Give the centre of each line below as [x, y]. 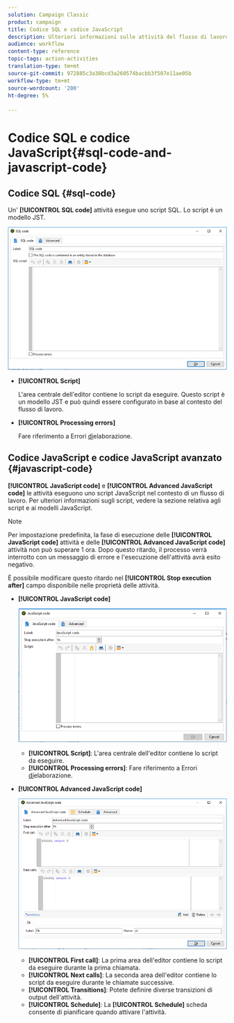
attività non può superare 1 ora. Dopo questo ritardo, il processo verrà [108, 549]
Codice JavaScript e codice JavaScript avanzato [115, 458]
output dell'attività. [55, 997]
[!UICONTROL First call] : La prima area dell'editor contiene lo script [125, 960]
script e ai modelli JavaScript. [50, 507]
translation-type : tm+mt [44, 66]
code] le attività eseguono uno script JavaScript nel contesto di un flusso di [116, 493]
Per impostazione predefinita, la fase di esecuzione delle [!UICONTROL [110, 534]
